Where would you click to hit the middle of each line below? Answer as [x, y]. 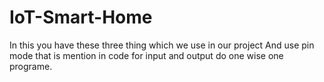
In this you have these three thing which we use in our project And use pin [162, 45]
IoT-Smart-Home [81, 17]
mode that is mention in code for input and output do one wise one [146, 55]
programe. [31, 66]
